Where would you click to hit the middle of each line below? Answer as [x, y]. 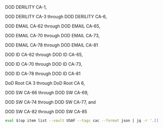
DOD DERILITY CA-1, [26, 7]
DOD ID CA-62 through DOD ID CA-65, [44, 54]
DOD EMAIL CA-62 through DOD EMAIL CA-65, [53, 26]
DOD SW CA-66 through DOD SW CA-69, [47, 92]
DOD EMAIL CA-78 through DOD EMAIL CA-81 [52, 45]
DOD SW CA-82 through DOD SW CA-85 [46, 112]
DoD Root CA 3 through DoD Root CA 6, [45, 83]
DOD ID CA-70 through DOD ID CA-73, [44, 64]
